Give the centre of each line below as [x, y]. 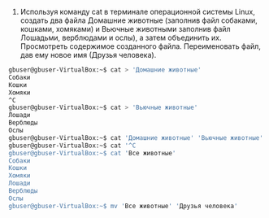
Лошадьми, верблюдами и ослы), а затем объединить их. [121, 37]
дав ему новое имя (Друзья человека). [88, 55]
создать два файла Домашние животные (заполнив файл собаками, [139, 20]
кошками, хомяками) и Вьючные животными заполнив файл [125, 29]
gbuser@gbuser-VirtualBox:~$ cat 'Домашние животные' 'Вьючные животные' [136, 137]
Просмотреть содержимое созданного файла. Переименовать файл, [141, 46]
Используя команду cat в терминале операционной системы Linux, [138, 12]
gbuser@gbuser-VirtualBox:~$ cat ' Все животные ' [92, 153]
